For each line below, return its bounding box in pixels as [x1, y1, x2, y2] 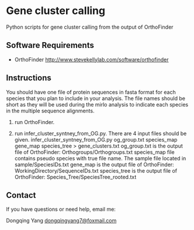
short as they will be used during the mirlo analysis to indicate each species [6, 101, 189, 108]
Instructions [6, 73, 51, 83]
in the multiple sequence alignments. [6, 107, 95, 114]
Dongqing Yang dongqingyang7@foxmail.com [6, 217, 117, 224]
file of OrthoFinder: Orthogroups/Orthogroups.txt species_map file [14, 148, 175, 156]
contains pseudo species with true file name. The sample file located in [14, 155, 186, 162]
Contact [6, 190, 36, 200]
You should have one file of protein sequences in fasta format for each [6, 88, 176, 95]
